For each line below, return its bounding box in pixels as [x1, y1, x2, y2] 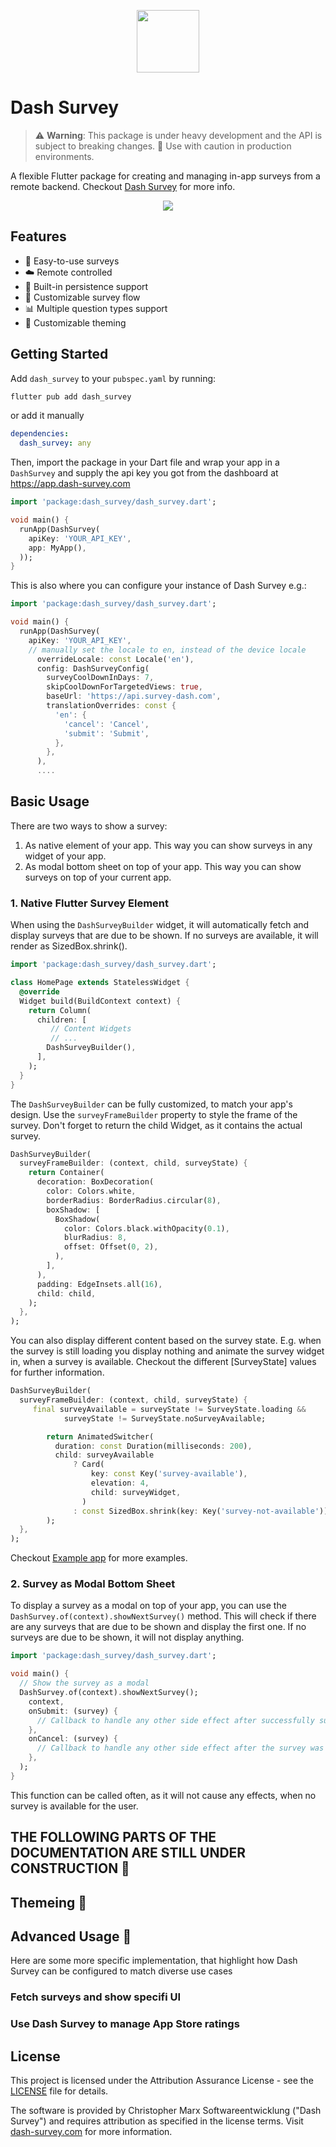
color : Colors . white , [46, 1186, 137, 1197]
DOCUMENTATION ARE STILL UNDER [10, 1845, 247, 1862]
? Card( [73, 1460, 105, 1470]
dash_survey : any [19, 438, 92, 449]
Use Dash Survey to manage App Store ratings [10, 2017, 240, 2031]
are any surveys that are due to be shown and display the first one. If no [10, 1621, 307, 1633]
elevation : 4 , [90, 1478, 150, 1489]
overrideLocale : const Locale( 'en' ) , [36, 654, 195, 664]
